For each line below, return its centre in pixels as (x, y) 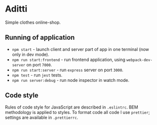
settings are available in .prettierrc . (42, 117)
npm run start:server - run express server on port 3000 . (68, 70)
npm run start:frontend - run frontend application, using (69, 60)
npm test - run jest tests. (37, 75)
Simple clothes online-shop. (33, 22)
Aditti (16, 9)
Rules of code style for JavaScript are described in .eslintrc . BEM (72, 107)
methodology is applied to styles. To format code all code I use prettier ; (78, 112)
